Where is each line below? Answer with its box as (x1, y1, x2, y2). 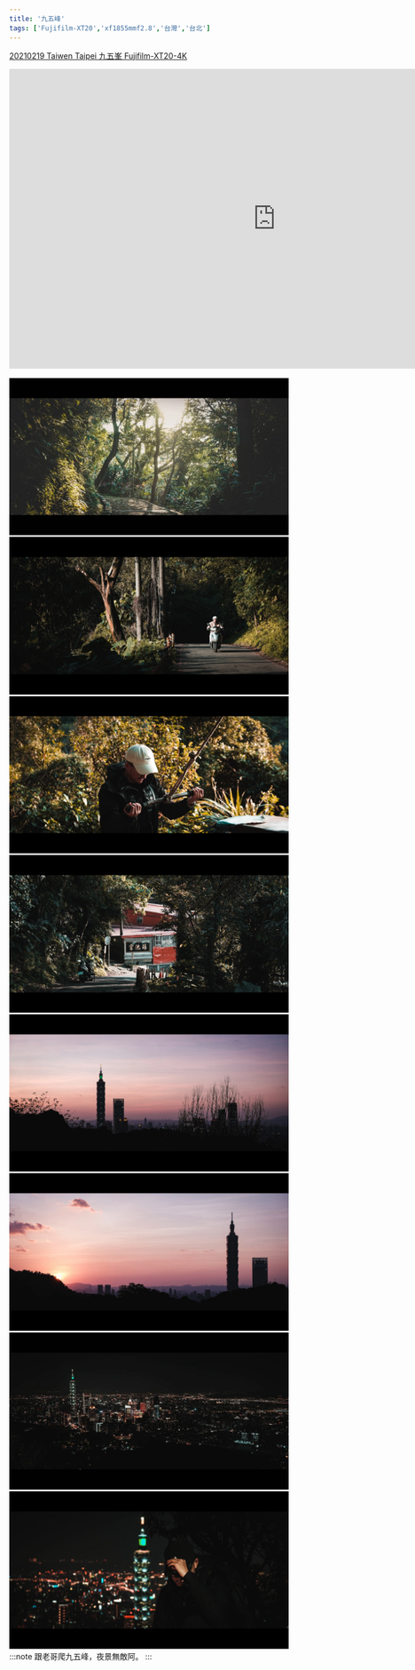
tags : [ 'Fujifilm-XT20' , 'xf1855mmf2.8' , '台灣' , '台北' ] (9, 23, 211, 33)
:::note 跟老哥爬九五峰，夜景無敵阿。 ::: (9, 1650, 153, 1661)
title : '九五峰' (9, 14, 66, 23)
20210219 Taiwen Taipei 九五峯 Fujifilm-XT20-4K (9, 50, 188, 61)
